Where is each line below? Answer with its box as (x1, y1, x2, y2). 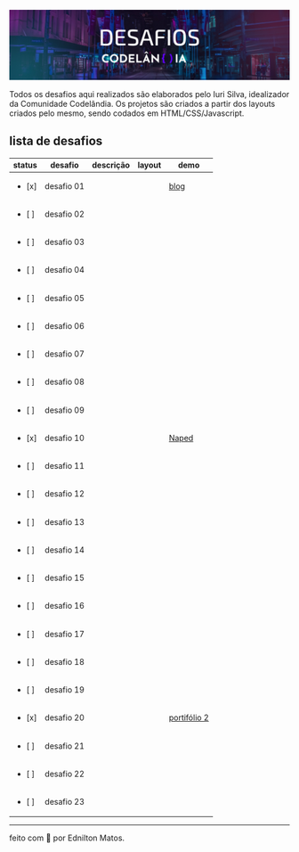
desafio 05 (44, 292, 85, 303)
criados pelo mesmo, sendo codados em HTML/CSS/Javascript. (9, 108, 245, 119)
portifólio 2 (168, 712, 209, 723)
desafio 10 (44, 432, 85, 443)
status (12, 160, 37, 170)
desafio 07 (44, 348, 85, 359)
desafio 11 (44, 461, 85, 471)
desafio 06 (44, 320, 85, 331)
